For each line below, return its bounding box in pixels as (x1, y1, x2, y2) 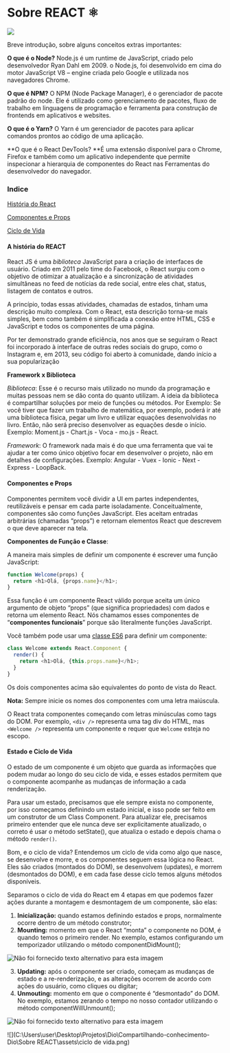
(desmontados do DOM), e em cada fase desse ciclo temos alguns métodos (7, 870, 222, 878)
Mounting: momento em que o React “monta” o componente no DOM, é (16, 926, 222, 934)
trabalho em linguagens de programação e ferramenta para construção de (7, 103, 218, 112)
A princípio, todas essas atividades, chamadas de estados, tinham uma (7, 300, 208, 309)
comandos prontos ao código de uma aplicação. (7, 132, 144, 140)
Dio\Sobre (7, 1038, 36, 1046)
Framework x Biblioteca (7, 371, 76, 379)
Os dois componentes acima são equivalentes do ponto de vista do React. (7, 683, 217, 691)
